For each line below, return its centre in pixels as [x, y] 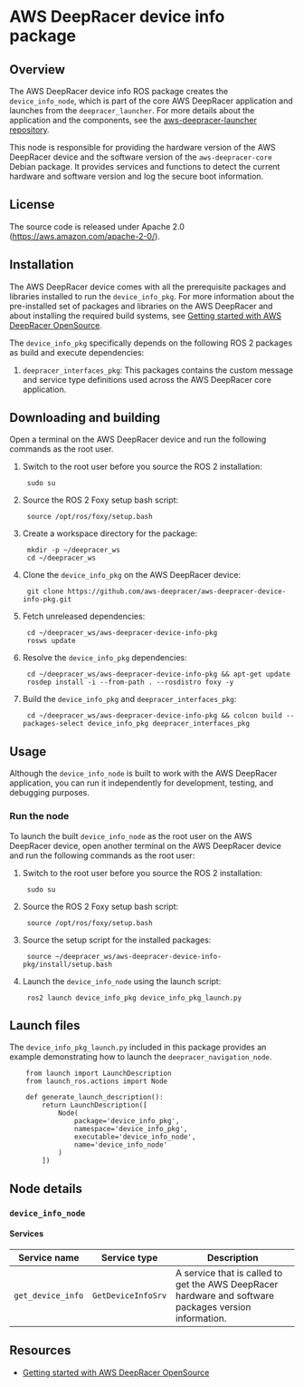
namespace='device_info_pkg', [131, 1129]
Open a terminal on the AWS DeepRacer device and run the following [138, 440]
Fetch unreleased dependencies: [84, 616]
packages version [213, 1306]
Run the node [39, 816]
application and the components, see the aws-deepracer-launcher [133, 120]
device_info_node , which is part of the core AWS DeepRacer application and [151, 101]
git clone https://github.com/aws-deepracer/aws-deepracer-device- [157, 591]
